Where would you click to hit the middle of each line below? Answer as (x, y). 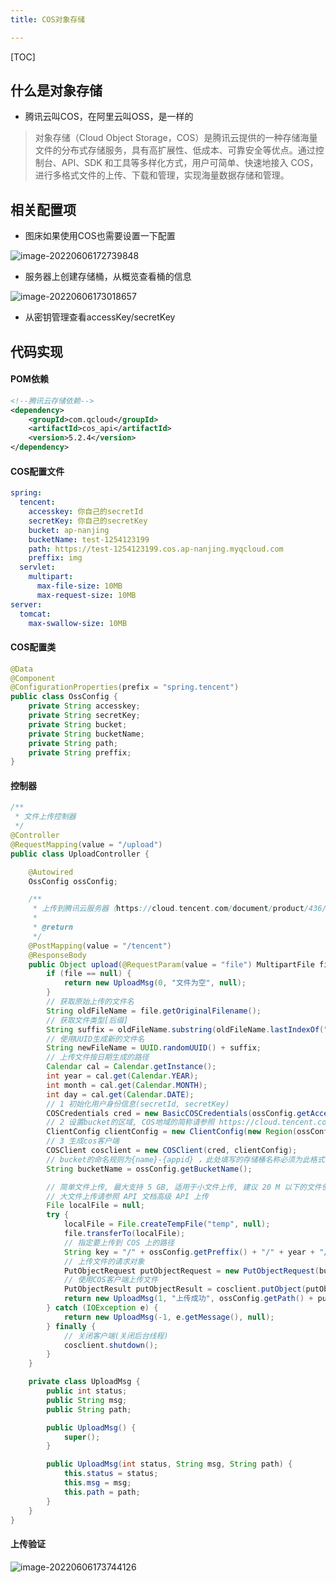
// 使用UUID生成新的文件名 (95, 1039)
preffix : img (55, 558)
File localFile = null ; (95, 1206)
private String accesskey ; (84, 706)
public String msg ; (87, 1400)
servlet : (37, 567)
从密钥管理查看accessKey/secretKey (100, 317)
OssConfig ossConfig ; (73, 881)
